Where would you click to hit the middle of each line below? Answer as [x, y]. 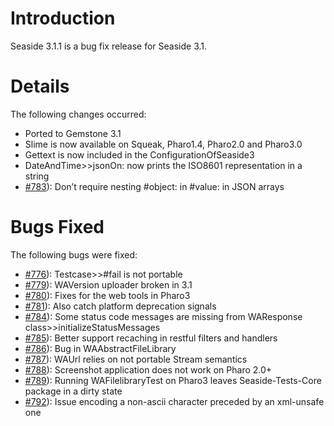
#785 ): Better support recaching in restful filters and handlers [151, 338]
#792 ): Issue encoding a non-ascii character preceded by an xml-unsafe [174, 401]
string [37, 176]
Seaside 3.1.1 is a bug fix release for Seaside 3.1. [109, 46]
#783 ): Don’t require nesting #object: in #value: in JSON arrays [154, 186]
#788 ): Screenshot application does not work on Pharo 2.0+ [148, 369]
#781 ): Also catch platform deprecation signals [120, 306]
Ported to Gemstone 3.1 [73, 133]
